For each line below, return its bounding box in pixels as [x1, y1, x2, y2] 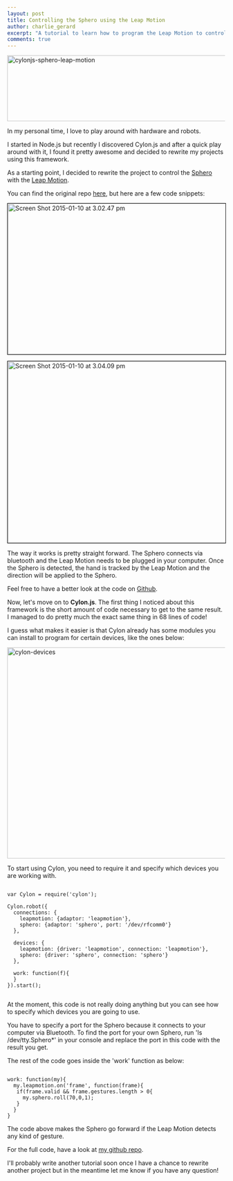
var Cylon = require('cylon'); [7, 891, 97, 898]
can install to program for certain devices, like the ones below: [7, 634, 185, 642]
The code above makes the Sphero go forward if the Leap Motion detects [7, 1125, 216, 1133]
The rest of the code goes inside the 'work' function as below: [7, 1057, 185, 1065]
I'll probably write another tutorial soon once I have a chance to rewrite [7, 1159, 209, 1167]
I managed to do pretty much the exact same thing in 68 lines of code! [7, 613, 207, 621]
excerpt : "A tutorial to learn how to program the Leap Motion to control [7, 29, 227, 37]
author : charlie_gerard [7, 23, 76, 30]
